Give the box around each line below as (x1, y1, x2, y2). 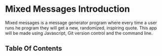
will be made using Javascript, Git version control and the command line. (5, 30, 153, 36)
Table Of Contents (5, 44, 63, 53)
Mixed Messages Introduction (5, 3, 130, 15)
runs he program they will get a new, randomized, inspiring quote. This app (5, 25, 157, 30)
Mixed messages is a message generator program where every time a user (5, 20, 157, 26)
